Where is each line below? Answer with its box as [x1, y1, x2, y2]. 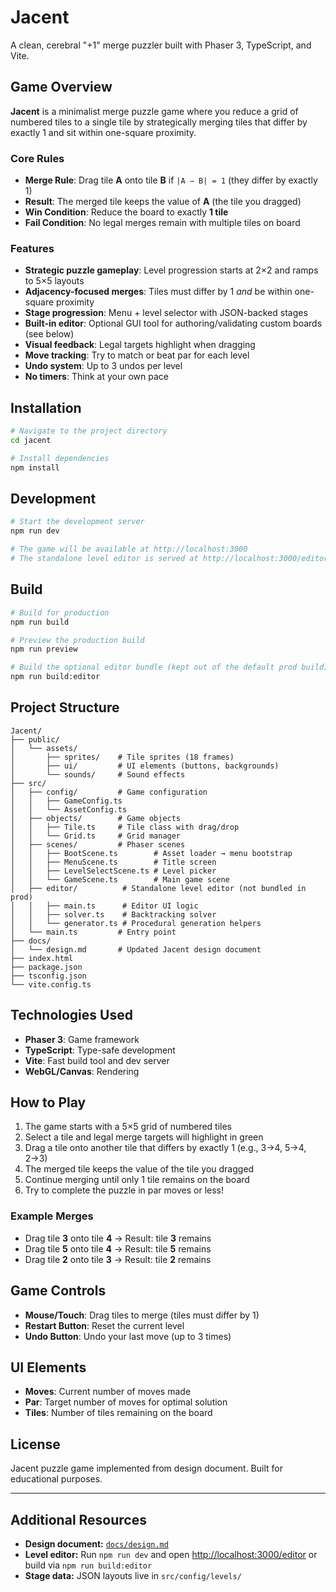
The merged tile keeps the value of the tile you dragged [24, 1163, 255, 1175]
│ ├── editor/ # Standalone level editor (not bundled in [10, 883, 307, 893]
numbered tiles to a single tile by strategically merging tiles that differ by [10, 116, 308, 128]
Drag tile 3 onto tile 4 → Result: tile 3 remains [24, 1232, 212, 1244]
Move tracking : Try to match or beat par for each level [24, 349, 250, 361]
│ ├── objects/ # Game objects [10, 813, 182, 823]
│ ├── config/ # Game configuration [10, 787, 208, 797]
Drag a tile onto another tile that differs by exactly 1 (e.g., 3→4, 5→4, [24, 1142, 307, 1154]
